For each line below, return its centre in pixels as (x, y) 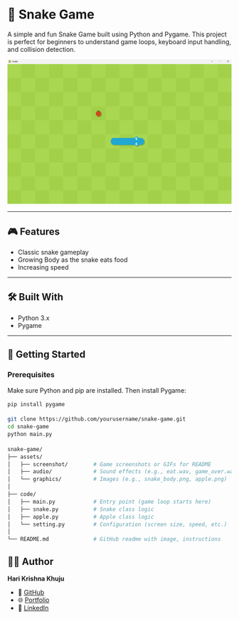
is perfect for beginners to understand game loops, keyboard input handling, (119, 41)
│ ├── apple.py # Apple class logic (81, 517)
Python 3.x (33, 318)
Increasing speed (43, 268)
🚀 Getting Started (47, 355)
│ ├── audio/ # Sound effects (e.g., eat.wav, (100, 472)
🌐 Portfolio (33, 600)
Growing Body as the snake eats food (73, 260)
